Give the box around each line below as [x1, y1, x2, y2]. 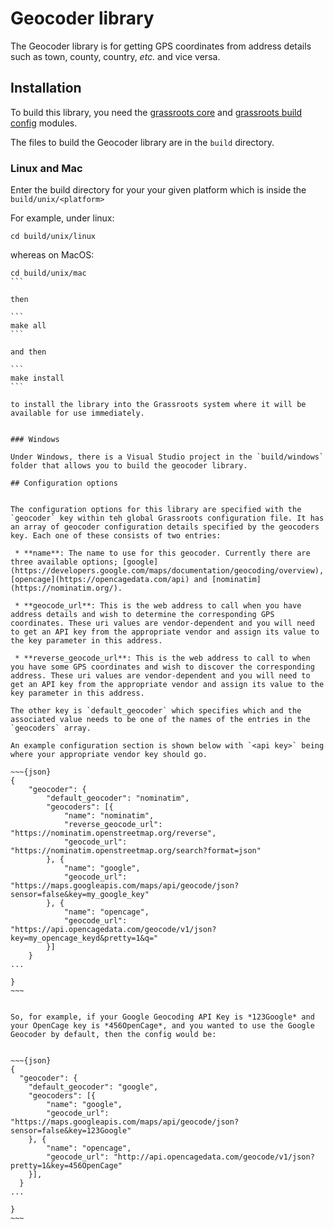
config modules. [10, 117, 78, 129]
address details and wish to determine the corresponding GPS [10, 610, 275, 620]
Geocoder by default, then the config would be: [10, 1030, 217, 1040]
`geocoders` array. [10, 723, 92, 734]
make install [10, 373, 65, 384]
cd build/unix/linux [10, 232, 97, 242]
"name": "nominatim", [63, 811, 155, 821]
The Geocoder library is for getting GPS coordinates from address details [10, 40, 312, 52]
